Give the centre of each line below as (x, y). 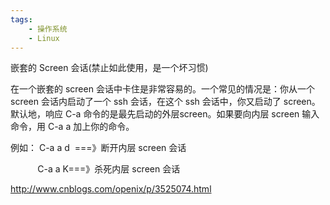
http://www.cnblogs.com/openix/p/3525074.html (111, 189)
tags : (21, 19)
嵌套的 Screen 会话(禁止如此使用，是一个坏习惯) (109, 68)
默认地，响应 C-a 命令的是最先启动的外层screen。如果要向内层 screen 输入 (165, 114)
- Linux (44, 38)
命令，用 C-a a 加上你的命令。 (72, 127)
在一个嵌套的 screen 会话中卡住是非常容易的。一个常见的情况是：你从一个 (162, 89)
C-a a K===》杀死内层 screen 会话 (109, 169)
